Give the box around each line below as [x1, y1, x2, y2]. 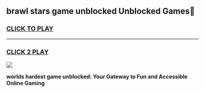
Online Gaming [6, 79, 45, 86]
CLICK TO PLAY [6, 24, 54, 33]
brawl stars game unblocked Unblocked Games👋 [6, 6, 195, 17]
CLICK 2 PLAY [6, 47, 49, 56]
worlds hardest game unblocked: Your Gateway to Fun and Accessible [6, 73, 188, 80]
